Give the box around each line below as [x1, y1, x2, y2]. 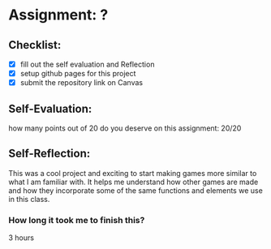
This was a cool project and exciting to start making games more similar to [8, 168, 257, 178]
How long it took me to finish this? [8, 214, 145, 225]
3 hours [8, 233, 35, 243]
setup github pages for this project [19, 69, 136, 79]
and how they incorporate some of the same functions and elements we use [8, 185, 264, 195]
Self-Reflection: [8, 147, 91, 161]
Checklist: [8, 38, 62, 52]
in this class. [8, 194, 50, 204]
